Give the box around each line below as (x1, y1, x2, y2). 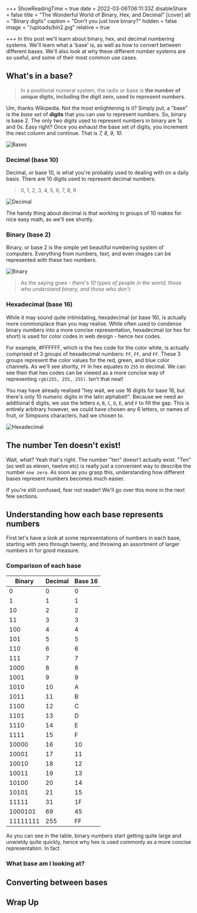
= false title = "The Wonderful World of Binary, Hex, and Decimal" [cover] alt (6, 11, 191, 18)
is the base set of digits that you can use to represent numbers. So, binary (6, 110, 187, 117)
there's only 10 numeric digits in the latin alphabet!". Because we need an (6, 393, 183, 400)
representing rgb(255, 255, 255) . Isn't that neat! (6, 375, 123, 382)
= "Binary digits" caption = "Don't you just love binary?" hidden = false (6, 18, 178, 24)
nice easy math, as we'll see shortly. (6, 216, 94, 223)
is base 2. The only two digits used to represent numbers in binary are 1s (6, 117, 182, 124)
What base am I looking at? (6, 859, 85, 868)
